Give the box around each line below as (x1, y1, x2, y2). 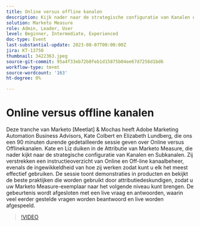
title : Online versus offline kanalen (6, 8, 102, 15)
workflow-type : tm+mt (6, 64, 60, 70)
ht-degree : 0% (6, 75, 42, 81)
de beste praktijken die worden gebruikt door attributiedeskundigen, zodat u (6, 177, 193, 184)
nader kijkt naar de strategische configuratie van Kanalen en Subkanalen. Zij (6, 151, 193, 159)
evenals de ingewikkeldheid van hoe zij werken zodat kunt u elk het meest (6, 164, 188, 171)
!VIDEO (20, 213, 39, 221)
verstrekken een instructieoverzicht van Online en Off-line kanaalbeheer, (6, 157, 185, 165)
